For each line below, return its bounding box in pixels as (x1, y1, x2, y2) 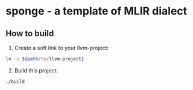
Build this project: (14, 66, 59, 74)
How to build (5, 28, 54, 39)
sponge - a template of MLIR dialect (5, 4, 188, 18)
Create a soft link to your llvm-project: (14, 44, 109, 51)
